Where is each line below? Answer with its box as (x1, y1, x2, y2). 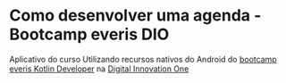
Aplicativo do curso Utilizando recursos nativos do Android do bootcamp (9, 54, 277, 64)
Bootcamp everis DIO (9, 24, 170, 45)
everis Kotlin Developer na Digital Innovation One (9, 63, 189, 74)
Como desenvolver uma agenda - (9, 5, 262, 26)
